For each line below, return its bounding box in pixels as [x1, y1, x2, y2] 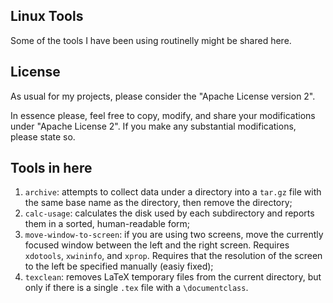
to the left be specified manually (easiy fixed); [24, 260, 214, 273]
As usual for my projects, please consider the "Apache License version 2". [10, 90, 316, 102]
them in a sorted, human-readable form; [24, 218, 191, 230]
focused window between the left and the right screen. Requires [24, 239, 290, 251]
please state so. [10, 130, 76, 143]
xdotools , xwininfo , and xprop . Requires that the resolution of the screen [24, 250, 323, 262]
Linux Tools [10, 8, 84, 25]
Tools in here [10, 160, 93, 177]
